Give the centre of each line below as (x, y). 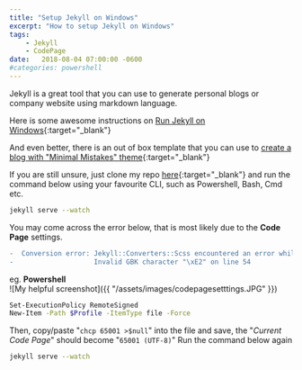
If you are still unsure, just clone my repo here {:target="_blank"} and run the (150, 174)
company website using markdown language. (93, 103)
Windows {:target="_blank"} (60, 130)
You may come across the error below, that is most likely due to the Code (145, 227)
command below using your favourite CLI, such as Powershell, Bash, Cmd (146, 184)
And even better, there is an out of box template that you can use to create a (151, 147)
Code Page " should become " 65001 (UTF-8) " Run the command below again (151, 340)
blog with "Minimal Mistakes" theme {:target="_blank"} (110, 157)
